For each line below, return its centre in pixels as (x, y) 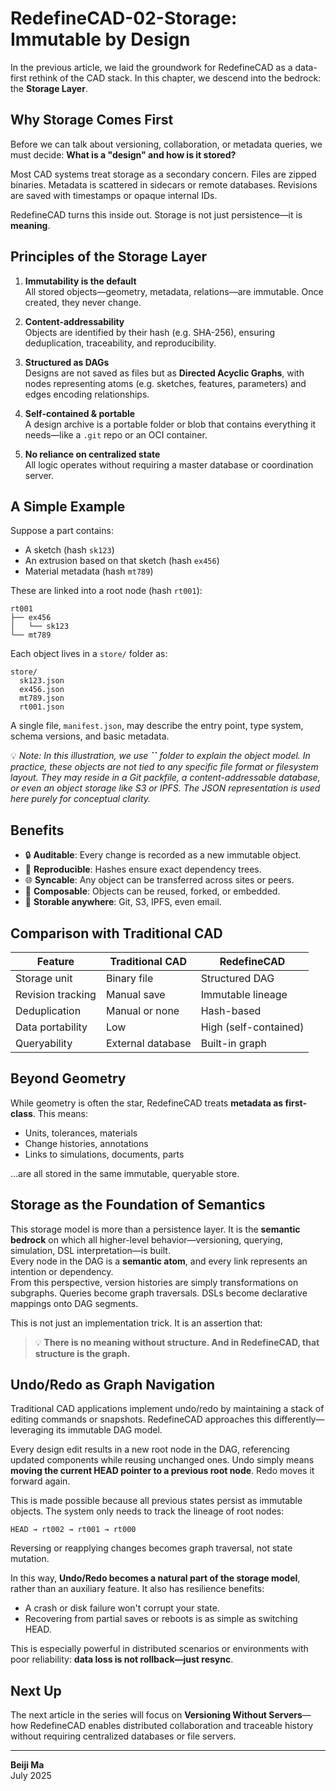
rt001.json (42, 707)
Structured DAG (237, 978)
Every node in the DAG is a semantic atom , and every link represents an (159, 1261)
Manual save (135, 994)
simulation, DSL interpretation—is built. (90, 1250)
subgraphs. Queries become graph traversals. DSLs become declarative (159, 1293)
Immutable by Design (100, 39)
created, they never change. (83, 302)
